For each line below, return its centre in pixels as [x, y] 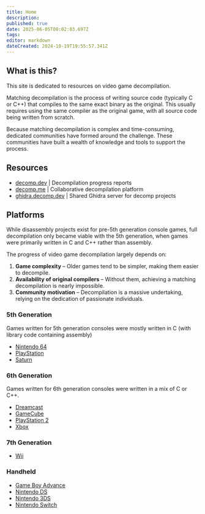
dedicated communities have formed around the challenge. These [89, 135]
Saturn [24, 360]
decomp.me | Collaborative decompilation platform [79, 189]
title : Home [21, 12]
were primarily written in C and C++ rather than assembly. [80, 243]
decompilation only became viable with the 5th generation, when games [97, 236]
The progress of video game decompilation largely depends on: [87, 254]
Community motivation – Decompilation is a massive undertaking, [99, 292]
